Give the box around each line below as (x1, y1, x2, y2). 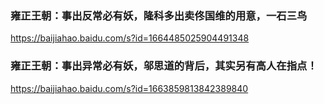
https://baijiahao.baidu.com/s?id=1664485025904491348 (10, 32, 250, 44)
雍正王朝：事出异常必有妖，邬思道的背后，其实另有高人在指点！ (10, 59, 318, 73)
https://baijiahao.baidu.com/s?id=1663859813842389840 (10, 82, 249, 94)
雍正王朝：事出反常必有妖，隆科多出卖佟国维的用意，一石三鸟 (10, 8, 308, 22)
